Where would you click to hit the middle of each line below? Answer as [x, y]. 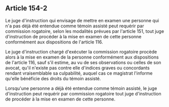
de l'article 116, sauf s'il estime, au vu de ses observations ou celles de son [83, 62]
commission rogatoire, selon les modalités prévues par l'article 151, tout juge [85, 31]
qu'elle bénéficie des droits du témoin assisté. [53, 78]
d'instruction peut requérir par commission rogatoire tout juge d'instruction [83, 93]
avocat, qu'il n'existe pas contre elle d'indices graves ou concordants [78, 68]
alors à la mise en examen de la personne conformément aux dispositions [82, 57]
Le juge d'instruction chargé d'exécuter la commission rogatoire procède [81, 51]
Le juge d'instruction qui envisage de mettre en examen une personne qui [82, 20]
